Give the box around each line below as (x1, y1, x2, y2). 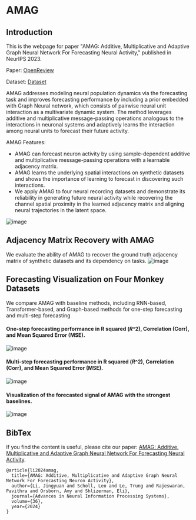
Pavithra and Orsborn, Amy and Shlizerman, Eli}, (6, 488, 131, 494)
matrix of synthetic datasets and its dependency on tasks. (6, 257, 147, 264)
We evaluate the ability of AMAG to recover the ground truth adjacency (6, 251, 178, 258)
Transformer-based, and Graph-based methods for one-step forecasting (6, 305, 182, 313)
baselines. (6, 397, 32, 405)
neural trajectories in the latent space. (14, 207, 107, 213)
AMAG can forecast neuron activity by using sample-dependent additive (14, 150, 190, 157)
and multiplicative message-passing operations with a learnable (14, 157, 170, 163)
